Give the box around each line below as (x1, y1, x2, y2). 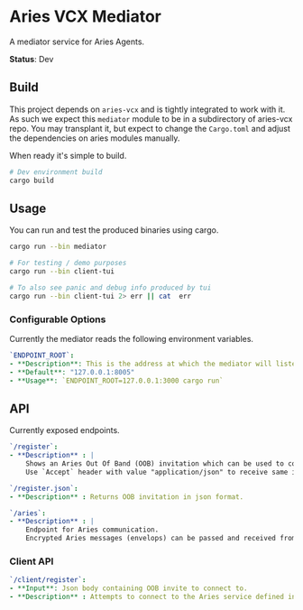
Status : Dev (9, 53, 54, 64)
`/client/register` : (9, 576, 87, 585)
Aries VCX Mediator (9, 6, 162, 27)
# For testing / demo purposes (9, 259, 127, 268)
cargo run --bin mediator (9, 242, 106, 252)
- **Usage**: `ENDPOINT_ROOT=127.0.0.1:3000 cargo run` (9, 376, 224, 385)
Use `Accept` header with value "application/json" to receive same (25, 467, 289, 476)
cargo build (9, 176, 54, 185)
